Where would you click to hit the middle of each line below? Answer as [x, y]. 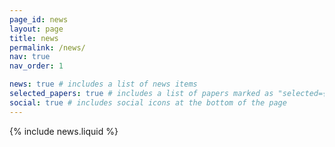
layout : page [36, 29]
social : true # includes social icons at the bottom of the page [148, 102]
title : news [34, 38]
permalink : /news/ [47, 47]
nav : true [30, 57]
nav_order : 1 [36, 66]
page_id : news [39, 19]
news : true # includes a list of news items [103, 84]
